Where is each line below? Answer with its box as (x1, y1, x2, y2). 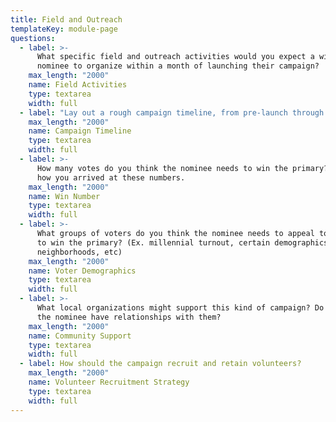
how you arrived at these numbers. (36, 172, 186, 183)
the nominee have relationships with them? (36, 312, 222, 322)
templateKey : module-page (10, 24, 118, 34)
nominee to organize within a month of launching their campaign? (36, 61, 320, 71)
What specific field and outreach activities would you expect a (36, 52, 315, 62)
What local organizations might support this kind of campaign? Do (36, 303, 325, 313)
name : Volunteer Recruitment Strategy (28, 377, 190, 387)
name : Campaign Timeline (28, 126, 132, 136)
